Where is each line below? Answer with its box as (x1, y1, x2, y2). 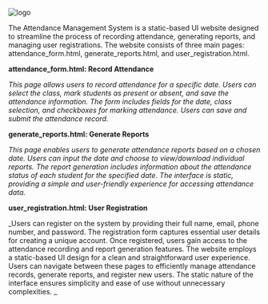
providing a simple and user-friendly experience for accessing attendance (8, 179, 254, 188)
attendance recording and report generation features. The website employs (8, 245, 258, 253)
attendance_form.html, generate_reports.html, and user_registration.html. (8, 49, 250, 58)
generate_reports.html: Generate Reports (8, 129, 150, 139)
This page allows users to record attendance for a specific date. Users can (8, 80, 257, 89)
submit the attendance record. (8, 114, 109, 124)
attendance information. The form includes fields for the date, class (8, 97, 232, 106)
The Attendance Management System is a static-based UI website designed (8, 23, 259, 32)
